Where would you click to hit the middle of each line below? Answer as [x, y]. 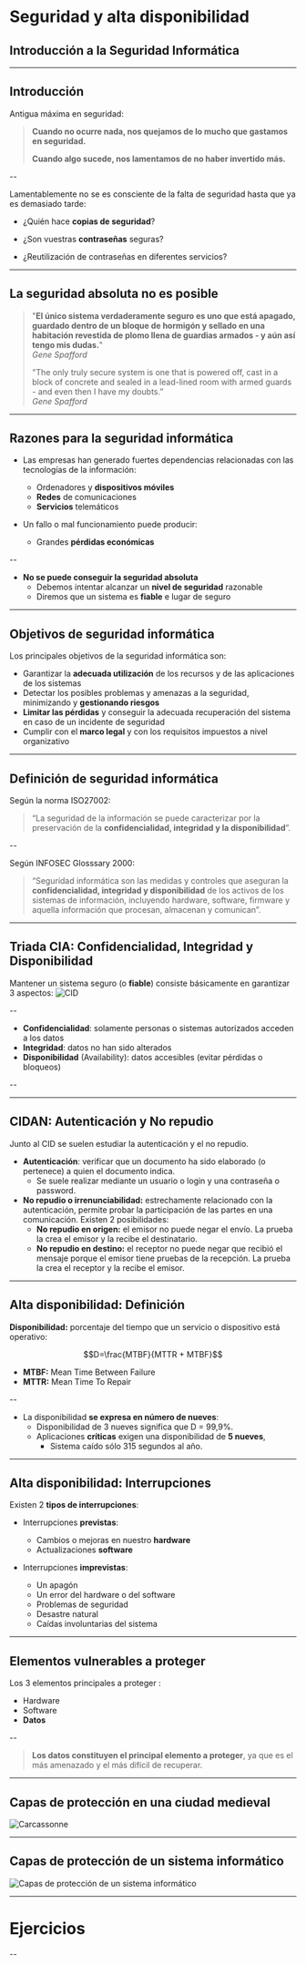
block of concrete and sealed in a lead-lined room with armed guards [162, 382]
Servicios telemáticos [77, 507]
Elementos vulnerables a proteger [108, 1661]
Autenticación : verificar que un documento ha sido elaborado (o [144, 1161]
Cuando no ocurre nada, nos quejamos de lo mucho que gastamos [160, 131]
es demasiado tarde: [48, 203]
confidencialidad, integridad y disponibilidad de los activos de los [158, 891]
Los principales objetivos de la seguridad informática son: [118, 656]
